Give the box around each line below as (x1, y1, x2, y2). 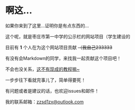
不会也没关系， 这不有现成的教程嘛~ (5, 66, 80, 72)
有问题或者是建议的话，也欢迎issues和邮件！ (5, 87, 99, 94)
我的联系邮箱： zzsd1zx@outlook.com (5, 98, 84, 105)
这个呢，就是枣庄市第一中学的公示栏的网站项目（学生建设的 (5, 33, 130, 39)
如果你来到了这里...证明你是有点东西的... (5, 23, 89, 29)
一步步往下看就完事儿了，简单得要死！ (5, 77, 86, 83)
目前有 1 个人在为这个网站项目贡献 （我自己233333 (5, 44, 113, 50)
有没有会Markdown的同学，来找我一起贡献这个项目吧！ (5, 55, 121, 61)
